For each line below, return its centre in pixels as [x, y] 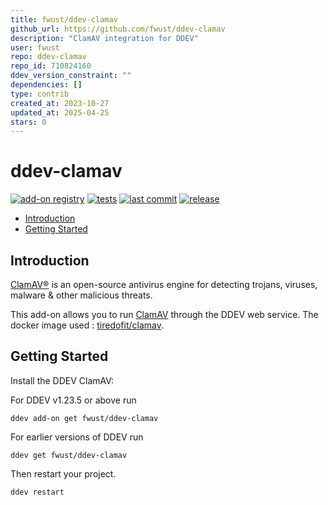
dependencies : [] [46, 85]
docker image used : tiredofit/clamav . [87, 325]
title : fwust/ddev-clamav [64, 19]
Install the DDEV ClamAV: [62, 380]
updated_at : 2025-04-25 [60, 112]
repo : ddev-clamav [48, 57]
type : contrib [40, 94]
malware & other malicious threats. [81, 295]
